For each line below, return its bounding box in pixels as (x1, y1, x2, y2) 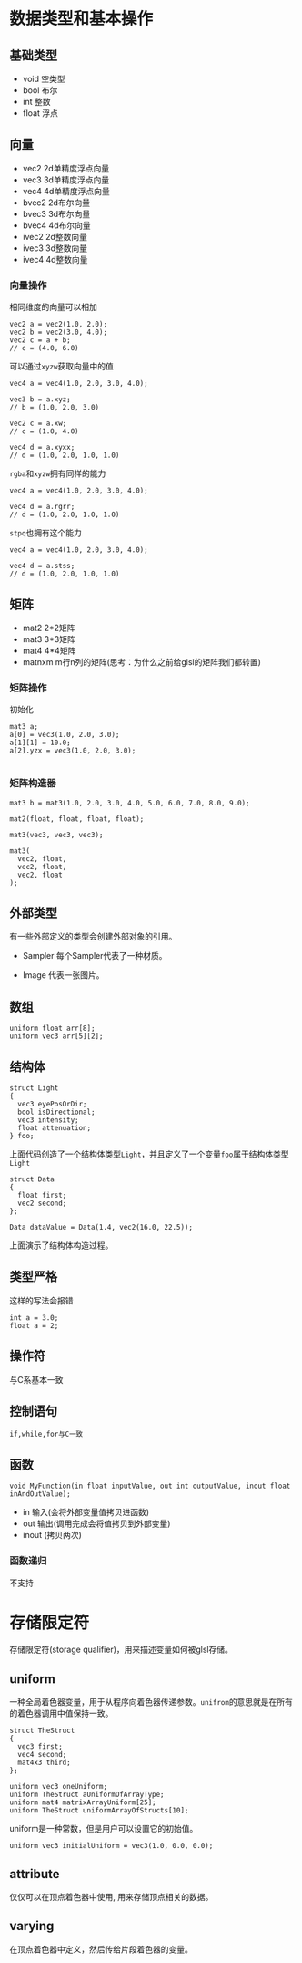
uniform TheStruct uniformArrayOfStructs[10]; (9, 1806, 189, 1815)
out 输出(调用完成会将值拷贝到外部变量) (22, 1518, 171, 1529)
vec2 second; (17, 1199, 67, 1208)
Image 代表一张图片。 (22, 970, 105, 981)
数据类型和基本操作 (9, 8, 154, 29)
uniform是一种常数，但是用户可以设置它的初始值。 (9, 1823, 198, 1834)
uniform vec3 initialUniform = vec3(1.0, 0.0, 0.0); (9, 1842, 214, 1851)
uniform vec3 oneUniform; (9, 1782, 107, 1792)
